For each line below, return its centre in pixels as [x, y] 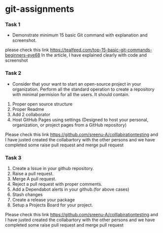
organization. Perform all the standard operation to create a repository [83, 89]
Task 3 [13, 158]
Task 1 [13, 25]
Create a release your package [44, 200]
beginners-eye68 [23, 55]
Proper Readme [28, 109]
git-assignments [40, 9]
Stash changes [27, 195]
